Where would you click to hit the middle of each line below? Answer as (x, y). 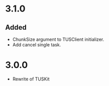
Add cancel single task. (37, 45)
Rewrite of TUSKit (31, 79)
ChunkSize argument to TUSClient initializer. (58, 39)
